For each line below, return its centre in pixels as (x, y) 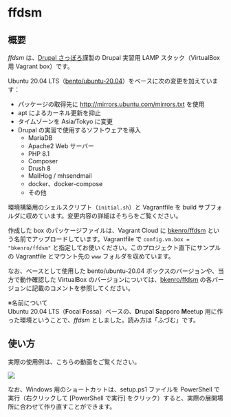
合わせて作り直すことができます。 (68, 406)
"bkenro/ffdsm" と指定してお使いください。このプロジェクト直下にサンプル (114, 247)
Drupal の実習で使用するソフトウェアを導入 (79, 130)
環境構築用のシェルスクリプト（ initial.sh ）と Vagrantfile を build (102, 207)
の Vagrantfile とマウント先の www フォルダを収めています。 (91, 256)
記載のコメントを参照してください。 (83, 288)
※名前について (28, 303)
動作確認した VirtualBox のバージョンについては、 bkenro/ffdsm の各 (116, 279)
